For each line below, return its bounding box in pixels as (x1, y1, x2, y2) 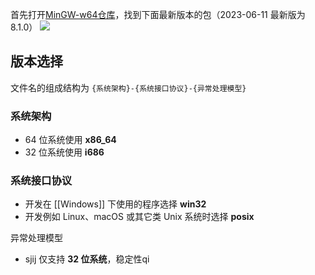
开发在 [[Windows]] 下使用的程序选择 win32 (24, 198, 207, 210)
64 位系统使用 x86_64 (24, 134, 117, 146)
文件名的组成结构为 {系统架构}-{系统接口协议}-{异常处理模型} (10, 81, 247, 93)
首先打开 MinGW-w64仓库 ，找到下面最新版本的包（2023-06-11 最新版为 (10, 9, 306, 20)
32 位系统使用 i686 (24, 146, 105, 158)
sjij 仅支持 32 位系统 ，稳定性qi (24, 253, 150, 265)
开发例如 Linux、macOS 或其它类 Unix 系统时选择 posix (24, 211, 255, 223)
